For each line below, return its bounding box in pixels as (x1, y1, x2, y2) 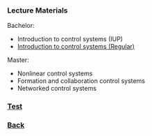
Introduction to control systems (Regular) (17, 43, 135, 51)
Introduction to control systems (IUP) (17, 35, 124, 43)
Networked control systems (17, 84, 97, 93)
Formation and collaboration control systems (17, 77, 146, 85)
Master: (7, 56, 29, 64)
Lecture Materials (7, 6, 68, 15)
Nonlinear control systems (17, 69, 93, 78)
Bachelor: (7, 22, 35, 30)
